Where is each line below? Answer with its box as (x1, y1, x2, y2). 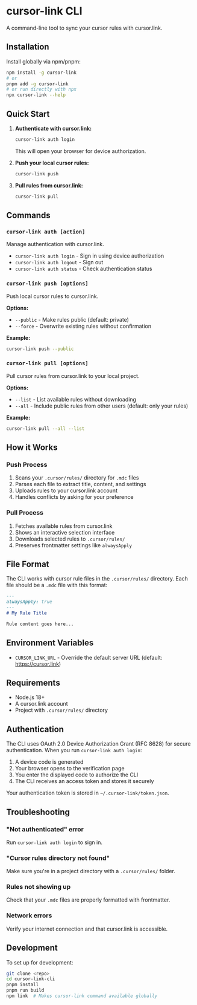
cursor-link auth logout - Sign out (14, 259, 104, 266)
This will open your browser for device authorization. (14, 147, 146, 155)
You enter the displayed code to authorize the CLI (14, 771, 139, 778)
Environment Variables (6, 638, 94, 648)
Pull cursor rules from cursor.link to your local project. (6, 372, 140, 379)
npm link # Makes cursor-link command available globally (6, 993, 158, 999)
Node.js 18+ (14, 694, 45, 701)
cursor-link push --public (6, 346, 74, 352)
